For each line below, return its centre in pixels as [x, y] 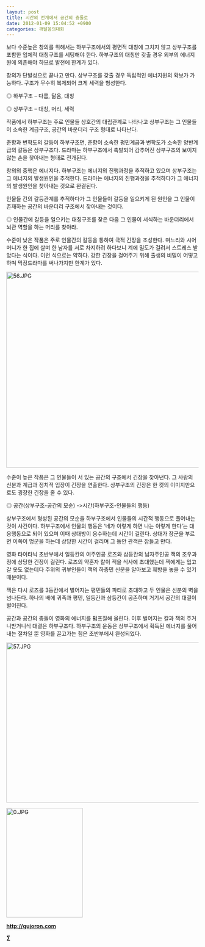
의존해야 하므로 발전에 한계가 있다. [58, 62]
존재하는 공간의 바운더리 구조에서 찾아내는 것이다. [65, 207]
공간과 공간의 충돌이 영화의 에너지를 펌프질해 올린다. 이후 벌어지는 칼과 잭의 [96, 618]
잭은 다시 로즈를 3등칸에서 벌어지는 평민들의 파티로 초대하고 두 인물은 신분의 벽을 [102, 590]
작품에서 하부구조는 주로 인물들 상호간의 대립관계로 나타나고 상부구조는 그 [94, 122]
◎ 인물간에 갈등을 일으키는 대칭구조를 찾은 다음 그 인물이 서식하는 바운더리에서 [100, 220]
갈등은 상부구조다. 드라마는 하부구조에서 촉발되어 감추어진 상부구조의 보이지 [107, 150]
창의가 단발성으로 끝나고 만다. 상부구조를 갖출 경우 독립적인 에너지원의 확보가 [98, 75]
